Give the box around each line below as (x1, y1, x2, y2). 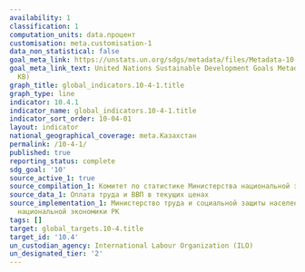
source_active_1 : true (9, 173, 95, 182)
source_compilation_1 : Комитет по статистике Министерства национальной (9, 182, 290, 191)
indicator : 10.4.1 (9, 97, 79, 107)
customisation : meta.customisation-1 (9, 38, 152, 48)
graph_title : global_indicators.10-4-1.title (9, 81, 184, 90)
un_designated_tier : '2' (9, 249, 103, 258)
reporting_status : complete (9, 156, 116, 166)
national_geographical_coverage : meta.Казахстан (9, 131, 197, 141)
